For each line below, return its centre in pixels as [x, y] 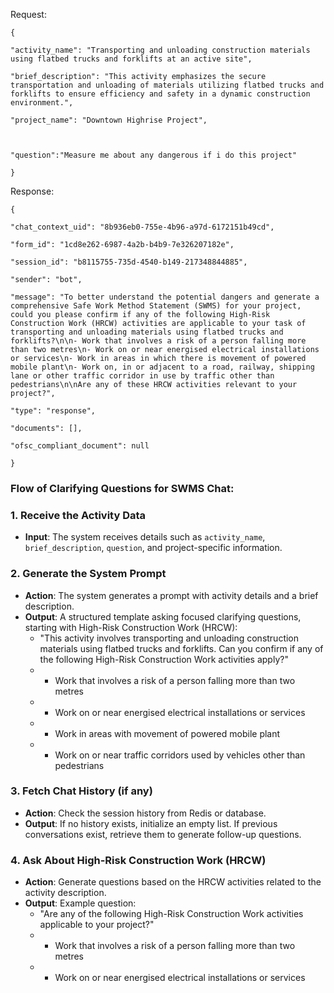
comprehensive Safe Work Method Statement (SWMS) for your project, [156, 306]
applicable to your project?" [97, 925]
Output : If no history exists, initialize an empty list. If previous [151, 823]
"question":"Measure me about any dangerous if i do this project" [154, 155]
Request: [28, 14]
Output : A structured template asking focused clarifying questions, [163, 616]
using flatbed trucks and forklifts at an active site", [131, 59]
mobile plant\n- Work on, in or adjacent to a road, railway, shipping [162, 367]
